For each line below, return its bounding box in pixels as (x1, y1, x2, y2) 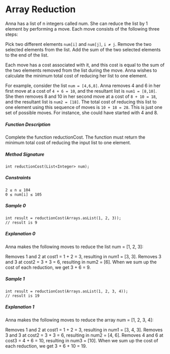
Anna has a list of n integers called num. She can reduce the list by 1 (5, 20, 148, 26)
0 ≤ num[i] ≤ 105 (5, 192, 42, 197)
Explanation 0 (5, 231, 36, 237)
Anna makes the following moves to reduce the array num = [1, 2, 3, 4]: (5, 317, 154, 323)
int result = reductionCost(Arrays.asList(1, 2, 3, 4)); (5, 289, 128, 294)
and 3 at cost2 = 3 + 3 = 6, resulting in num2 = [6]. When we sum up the (5, 259, 157, 265)
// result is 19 (5, 293, 40, 298)
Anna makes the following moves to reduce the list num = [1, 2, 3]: (5, 243, 144, 250)
